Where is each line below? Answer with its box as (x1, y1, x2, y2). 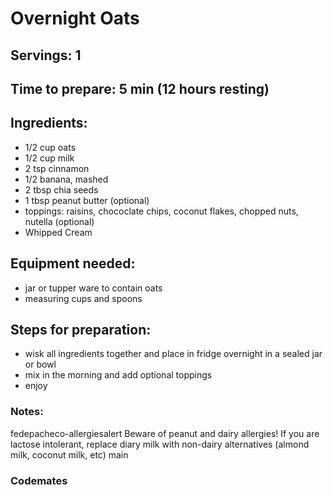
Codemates (10, 473, 68, 487)
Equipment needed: (10, 255, 136, 272)
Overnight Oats (10, 7, 140, 30)
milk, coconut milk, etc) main (10, 448, 129, 461)
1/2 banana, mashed (24, 173, 109, 185)
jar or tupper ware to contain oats (24, 282, 163, 294)
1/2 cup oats (24, 141, 77, 153)
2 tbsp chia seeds (24, 183, 99, 196)
